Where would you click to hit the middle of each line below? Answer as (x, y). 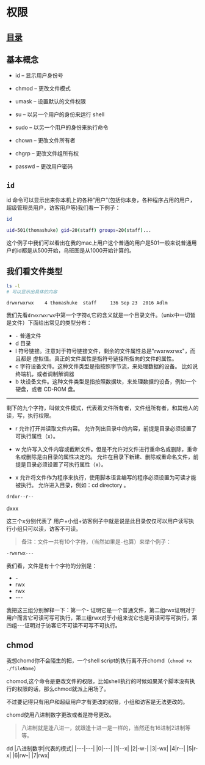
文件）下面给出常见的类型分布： (52, 323)
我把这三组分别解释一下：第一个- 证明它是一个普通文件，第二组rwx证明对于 (101, 610)
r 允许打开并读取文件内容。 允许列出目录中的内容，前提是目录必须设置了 (106, 429)
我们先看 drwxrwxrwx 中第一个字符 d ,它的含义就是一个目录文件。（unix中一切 (98, 315)
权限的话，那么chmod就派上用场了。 (63, 689)
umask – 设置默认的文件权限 (51, 102)
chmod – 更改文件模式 (43, 89)
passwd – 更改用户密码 (44, 166)
